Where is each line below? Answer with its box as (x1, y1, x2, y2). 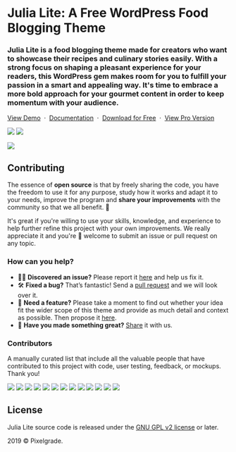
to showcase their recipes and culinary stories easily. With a (7, 54, 218, 64)
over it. (17, 291, 38, 299)
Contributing (7, 162, 65, 174)
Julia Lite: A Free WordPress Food (7, 5, 209, 21)
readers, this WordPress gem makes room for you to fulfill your (7, 72, 227, 82)
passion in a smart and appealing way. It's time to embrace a (7, 80, 218, 90)
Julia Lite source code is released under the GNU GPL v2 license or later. (7, 422, 219, 431)
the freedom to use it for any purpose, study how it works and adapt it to (7, 188, 218, 196)
